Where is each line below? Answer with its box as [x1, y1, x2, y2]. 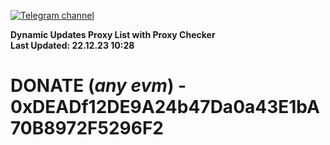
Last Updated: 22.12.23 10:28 [10, 40, 135, 51]
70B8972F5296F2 [10, 117, 164, 140]
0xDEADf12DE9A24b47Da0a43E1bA [10, 96, 320, 119]
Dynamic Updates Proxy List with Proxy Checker [10, 29, 216, 40]
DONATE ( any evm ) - [10, 75, 187, 97]
